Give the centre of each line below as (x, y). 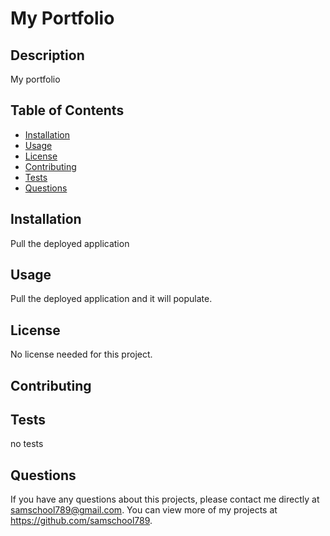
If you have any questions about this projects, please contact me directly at (165, 499)
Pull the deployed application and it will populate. (111, 299)
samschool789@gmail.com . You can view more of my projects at (144, 510)
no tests (27, 444)
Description (47, 55)
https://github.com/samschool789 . (81, 521)
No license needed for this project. (81, 354)
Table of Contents (67, 110)
